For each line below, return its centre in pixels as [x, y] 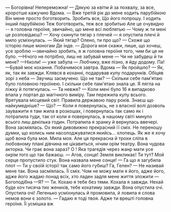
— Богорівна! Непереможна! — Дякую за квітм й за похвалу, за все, [80, 7]
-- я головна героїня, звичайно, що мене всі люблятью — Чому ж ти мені [86, 29]
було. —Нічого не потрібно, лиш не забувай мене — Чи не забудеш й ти [84, 56]
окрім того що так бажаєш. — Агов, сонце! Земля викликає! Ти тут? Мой [85, 155]
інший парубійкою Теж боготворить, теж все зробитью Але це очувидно [85, 24]
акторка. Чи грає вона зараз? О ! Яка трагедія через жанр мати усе [79, 149]
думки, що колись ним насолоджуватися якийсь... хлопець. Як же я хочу [85, 133]
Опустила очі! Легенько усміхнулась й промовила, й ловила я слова [80, 193]
